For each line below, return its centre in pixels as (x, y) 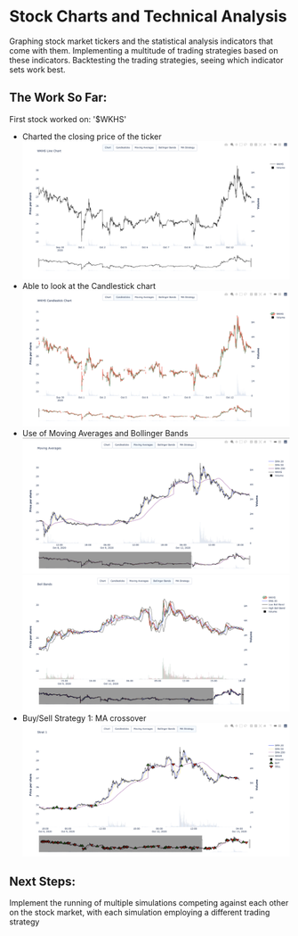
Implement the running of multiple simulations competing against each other (149, 903)
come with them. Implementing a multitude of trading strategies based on (144, 50)
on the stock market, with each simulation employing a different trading (140, 913)
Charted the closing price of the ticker (92, 137)
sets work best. (37, 70)
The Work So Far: (58, 98)
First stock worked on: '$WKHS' (68, 119)
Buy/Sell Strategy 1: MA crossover (84, 718)
